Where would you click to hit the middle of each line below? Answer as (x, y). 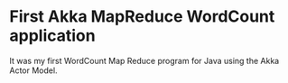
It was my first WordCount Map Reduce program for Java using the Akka (144, 60)
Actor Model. (33, 70)
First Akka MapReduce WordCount (142, 17)
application (53, 36)
